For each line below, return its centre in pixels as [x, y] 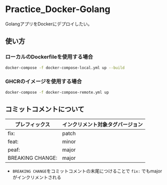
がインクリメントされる [37, 177]
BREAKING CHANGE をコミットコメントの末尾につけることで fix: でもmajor [87, 171]
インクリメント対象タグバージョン [102, 125]
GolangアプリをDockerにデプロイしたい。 [49, 24]
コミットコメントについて [45, 109]
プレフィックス [32, 125]
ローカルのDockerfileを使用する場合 [49, 57]
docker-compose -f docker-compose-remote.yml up [57, 92]
